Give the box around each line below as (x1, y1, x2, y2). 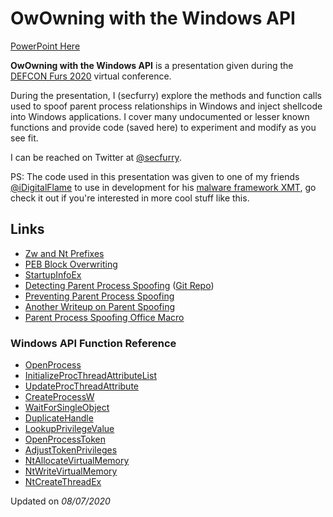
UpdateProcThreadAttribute (24, 380, 139, 392)
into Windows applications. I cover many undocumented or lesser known (10, 110, 310, 122)
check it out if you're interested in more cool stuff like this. (10, 192, 250, 204)
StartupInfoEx (24, 268, 82, 281)
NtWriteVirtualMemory (24, 465, 118, 477)
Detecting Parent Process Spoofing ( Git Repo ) (24, 279, 215, 291)
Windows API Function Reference (10, 336, 177, 350)
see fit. (10, 132, 39, 144)
